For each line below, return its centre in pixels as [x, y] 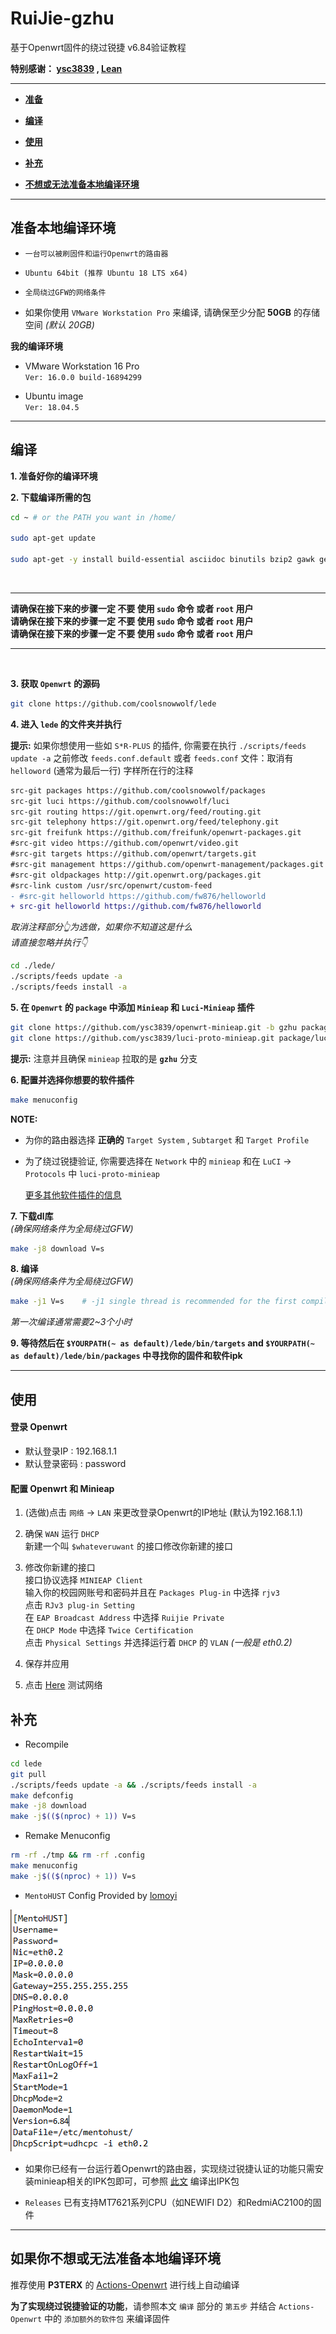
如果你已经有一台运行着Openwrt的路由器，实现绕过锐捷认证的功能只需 [170, 2168]
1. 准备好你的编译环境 [54, 476]
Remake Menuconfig [67, 1836]
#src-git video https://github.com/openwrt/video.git [125, 843]
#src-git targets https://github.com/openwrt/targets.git [133, 854]
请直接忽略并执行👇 [49, 943]
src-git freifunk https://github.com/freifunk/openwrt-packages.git [156, 833]
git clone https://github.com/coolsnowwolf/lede [113, 703]
